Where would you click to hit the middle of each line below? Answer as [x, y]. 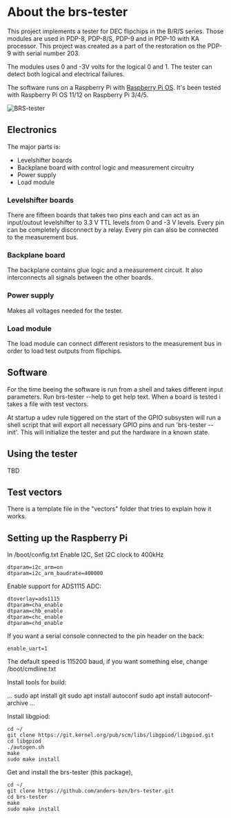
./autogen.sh [26, 747]
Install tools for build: [37, 682]
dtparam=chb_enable [35, 611]
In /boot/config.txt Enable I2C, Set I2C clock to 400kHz [86, 555]
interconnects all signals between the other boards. [80, 278]
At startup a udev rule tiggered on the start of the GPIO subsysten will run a [114, 417]
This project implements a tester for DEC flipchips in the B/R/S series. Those [115, 31]
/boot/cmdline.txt [32, 669]
